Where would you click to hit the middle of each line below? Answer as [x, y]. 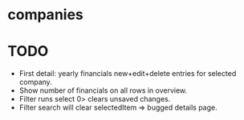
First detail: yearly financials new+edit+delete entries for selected [128, 74]
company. [36, 82]
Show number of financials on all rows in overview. [103, 90]
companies [45, 15]
